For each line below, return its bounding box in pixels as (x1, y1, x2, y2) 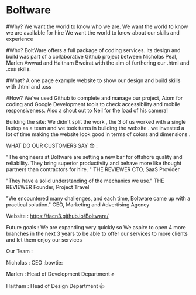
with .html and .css (6, 83, 51, 90)
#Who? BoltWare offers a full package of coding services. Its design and (6, 46, 181, 53)
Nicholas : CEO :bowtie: (6, 259, 63, 266)
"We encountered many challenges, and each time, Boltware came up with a (6, 195, 191, 202)
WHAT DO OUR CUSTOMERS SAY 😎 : (6, 142, 98, 149)
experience (6, 35, 33, 42)
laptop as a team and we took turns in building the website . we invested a (6, 124, 184, 131)
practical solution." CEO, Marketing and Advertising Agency (6, 201, 150, 208)
